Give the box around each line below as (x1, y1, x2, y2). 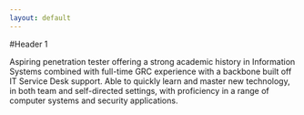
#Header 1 (9, 38, 48, 49)
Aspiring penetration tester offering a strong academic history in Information (9, 56, 296, 67)
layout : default (9, 13, 71, 23)
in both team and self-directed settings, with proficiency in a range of (9, 85, 270, 96)
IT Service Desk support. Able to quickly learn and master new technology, (9, 75, 290, 87)
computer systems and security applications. (9, 95, 178, 106)
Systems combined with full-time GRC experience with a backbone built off (9, 66, 292, 77)
